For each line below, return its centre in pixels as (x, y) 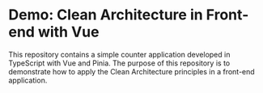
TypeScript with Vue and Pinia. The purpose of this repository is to (119, 63)
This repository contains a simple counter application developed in (119, 54)
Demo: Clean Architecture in (106, 15)
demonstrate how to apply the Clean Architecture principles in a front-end (131, 71)
